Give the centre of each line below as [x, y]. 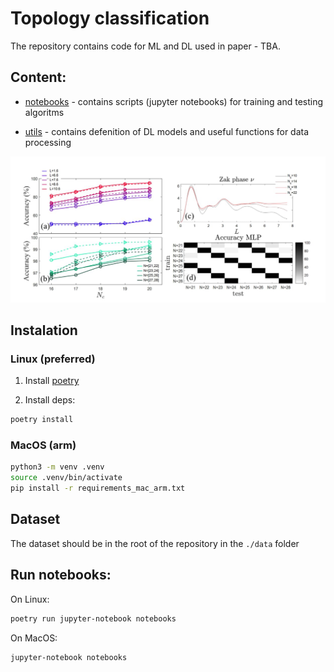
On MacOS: [34, 638]
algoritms [44, 112]
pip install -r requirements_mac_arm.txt [98, 488]
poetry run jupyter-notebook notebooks [93, 618]
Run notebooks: [61, 575]
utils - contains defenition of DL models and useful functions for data [167, 131]
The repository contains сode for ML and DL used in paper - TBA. [145, 46]
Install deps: [50, 400]
